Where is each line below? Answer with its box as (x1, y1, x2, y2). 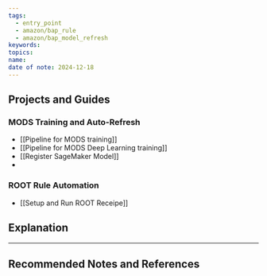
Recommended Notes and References (8, 257, 200, 270)
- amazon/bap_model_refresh (15, 33, 109, 42)
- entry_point (15, 19, 62, 27)
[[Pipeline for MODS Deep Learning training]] (19, 143, 168, 153)
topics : (8, 49, 34, 56)
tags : (8, 11, 26, 20)
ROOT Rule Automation (8, 180, 99, 191)
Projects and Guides (8, 93, 110, 107)
